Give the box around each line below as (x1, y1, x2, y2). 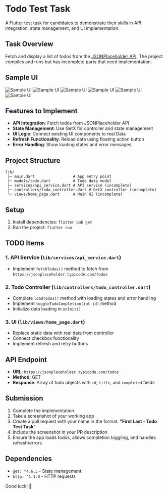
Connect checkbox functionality (12, 335, 79, 341)
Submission (5, 394, 44, 402)
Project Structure (5, 156, 61, 165)
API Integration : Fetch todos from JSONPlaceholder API (12, 120, 130, 126)
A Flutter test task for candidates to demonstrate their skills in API (5, 20, 142, 26)
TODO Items (5, 239, 44, 248)
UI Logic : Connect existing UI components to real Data (12, 131, 126, 137)
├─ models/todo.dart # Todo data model (7, 178, 112, 184)
